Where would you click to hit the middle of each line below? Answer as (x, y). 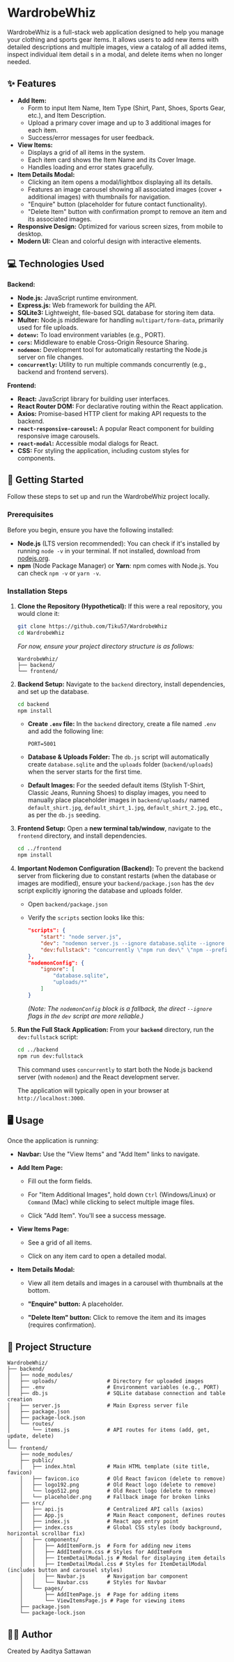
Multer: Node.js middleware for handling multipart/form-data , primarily (120, 320)
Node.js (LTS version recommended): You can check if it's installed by (118, 543)
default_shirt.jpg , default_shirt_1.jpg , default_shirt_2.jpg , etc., (125, 808)
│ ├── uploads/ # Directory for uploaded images (106, 1381)
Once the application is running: (53, 1141)
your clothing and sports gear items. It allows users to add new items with (113, 39)
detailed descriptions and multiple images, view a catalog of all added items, (117, 47)
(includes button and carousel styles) (65, 1570)
